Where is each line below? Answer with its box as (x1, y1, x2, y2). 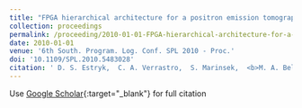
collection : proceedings (9, 22, 102, 31)
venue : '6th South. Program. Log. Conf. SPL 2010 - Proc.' (9, 47, 235, 56)
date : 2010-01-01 (9, 38, 75, 48)
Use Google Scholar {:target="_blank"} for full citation (9, 87, 207, 99)
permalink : (9, 30, 50, 39)
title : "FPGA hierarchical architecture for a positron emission (9, 13, 259, 22)
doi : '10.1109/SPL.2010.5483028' (9, 55, 135, 64)
